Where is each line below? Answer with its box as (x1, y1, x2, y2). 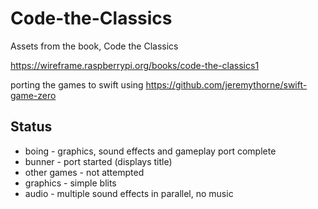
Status (10, 118, 53, 136)
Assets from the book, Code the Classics (10, 40, 179, 52)
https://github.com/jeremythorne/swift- (145, 78, 308, 91)
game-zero (10, 89, 57, 101)
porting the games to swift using (10, 78, 144, 91)
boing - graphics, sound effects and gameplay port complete (24, 145, 277, 157)
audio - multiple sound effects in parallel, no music (24, 187, 234, 199)
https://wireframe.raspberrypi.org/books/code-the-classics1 (10, 59, 260, 71)
